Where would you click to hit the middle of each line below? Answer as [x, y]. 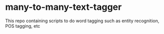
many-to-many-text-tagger [63, 7]
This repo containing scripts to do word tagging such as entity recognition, [82, 21]
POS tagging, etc [23, 26]
